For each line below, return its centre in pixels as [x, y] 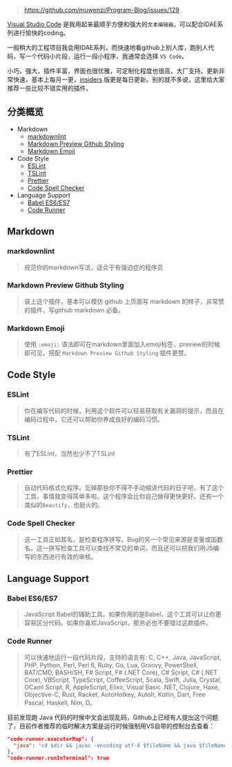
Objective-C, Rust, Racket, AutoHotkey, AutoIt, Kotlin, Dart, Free [115, 694]
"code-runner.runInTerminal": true [58, 758]
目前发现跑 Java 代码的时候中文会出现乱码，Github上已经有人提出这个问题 [113, 717]
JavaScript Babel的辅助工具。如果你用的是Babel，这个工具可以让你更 [123, 614]
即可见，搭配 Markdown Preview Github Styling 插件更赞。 [107, 353]
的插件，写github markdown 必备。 [74, 310]
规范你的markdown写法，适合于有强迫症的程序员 [94, 267]
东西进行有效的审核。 [67, 556]
